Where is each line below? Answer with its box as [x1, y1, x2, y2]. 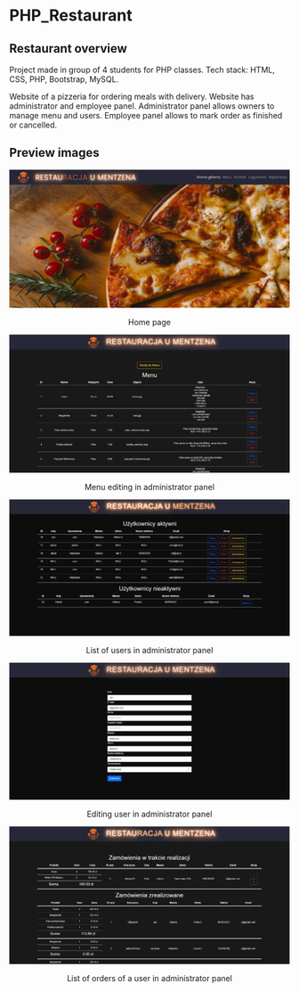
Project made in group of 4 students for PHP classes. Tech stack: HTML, [9, 64, 276, 75]
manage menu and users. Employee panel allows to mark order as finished [9, 111, 283, 120]
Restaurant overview [9, 41, 127, 56]
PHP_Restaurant [9, 5, 133, 26]
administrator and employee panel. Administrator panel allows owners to [9, 101, 275, 111]
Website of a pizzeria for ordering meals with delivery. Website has [9, 91, 255, 102]
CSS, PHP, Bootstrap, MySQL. [9, 74, 119, 85]
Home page [127, 316, 172, 327]
